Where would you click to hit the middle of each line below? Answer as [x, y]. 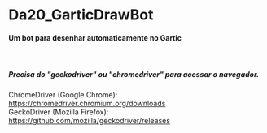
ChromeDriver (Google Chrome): [63, 95]
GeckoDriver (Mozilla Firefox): [59, 112]
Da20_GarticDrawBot [81, 15]
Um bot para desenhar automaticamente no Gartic [95, 37]
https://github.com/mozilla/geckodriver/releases [90, 121]
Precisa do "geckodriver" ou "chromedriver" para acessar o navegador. [133, 74]
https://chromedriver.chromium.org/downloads [87, 104]
